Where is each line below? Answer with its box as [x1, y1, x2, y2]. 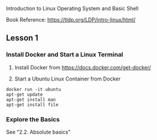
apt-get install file [6, 101, 59, 107]
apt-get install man [6, 96, 57, 103]
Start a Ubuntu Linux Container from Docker [14, 75, 121, 82]
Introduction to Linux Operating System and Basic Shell [6, 5, 139, 12]
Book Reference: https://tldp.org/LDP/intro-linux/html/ [6, 16, 136, 23]
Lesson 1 [6, 33, 39, 43]
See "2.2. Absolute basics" [6, 128, 71, 135]
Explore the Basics [6, 115, 60, 123]
